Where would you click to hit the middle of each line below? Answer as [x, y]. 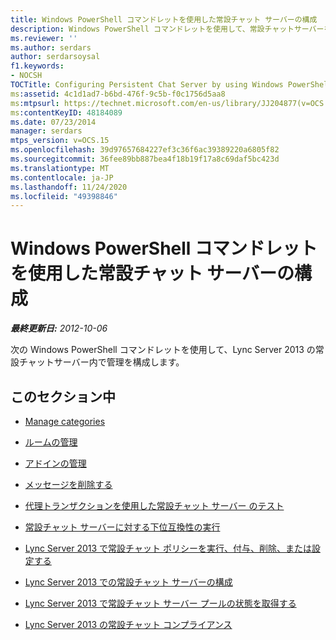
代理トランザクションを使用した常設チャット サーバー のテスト [154, 505]
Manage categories [65, 421]
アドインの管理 [55, 463]
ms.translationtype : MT [60, 168]
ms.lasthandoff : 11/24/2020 [69, 187]
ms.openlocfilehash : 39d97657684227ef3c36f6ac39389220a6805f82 [145, 150]
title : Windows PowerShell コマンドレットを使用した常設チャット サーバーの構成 [164, 19]
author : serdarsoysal [55, 57]
